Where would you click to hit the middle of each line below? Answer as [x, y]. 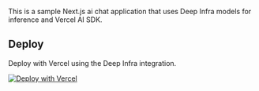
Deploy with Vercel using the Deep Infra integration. [92, 63]
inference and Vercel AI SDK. [55, 20]
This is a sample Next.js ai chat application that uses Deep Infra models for [130, 11]
